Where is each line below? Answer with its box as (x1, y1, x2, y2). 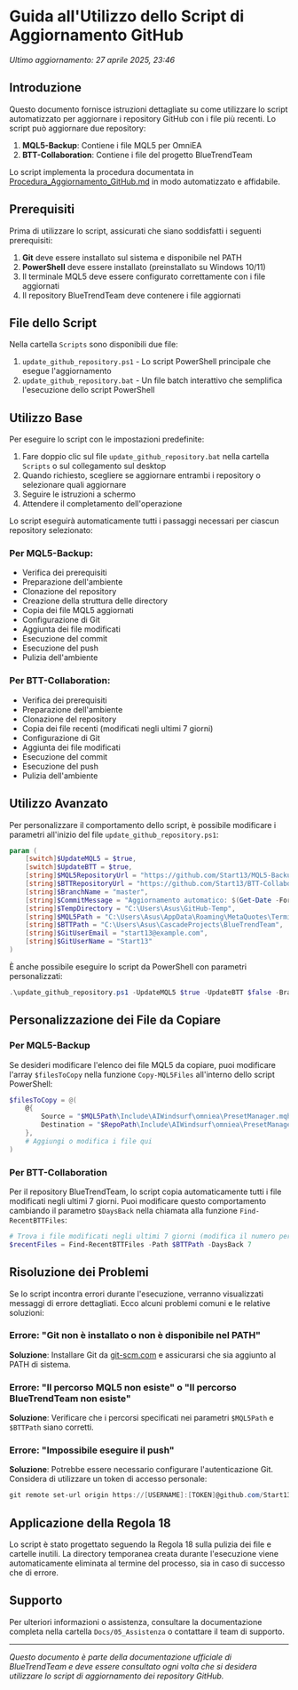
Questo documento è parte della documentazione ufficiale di (9, 1651, 232, 1662)
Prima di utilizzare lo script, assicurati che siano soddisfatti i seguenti (9, 225, 262, 236)
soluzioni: (9, 1307, 44, 1318)
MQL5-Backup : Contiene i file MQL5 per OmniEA (21, 140, 202, 150)
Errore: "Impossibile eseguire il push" (9, 1444, 175, 1456)
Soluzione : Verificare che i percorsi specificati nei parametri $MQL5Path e (9, 1413, 274, 1423)
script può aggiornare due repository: (9, 123, 146, 133)
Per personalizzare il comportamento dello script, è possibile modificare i (9, 819, 277, 830)
